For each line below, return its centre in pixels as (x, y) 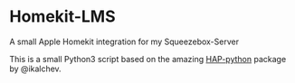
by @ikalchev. (35, 69)
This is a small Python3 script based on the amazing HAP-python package (148, 59)
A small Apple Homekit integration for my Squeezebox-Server (124, 41)
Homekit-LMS (62, 17)
